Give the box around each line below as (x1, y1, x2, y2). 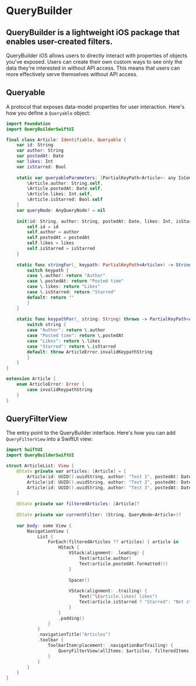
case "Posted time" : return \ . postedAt (27, 332, 124, 339)
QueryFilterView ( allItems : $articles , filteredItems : (58, 648, 192, 654)
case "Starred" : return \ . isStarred (27, 344, 116, 349)
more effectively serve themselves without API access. (6, 71, 138, 77)
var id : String (16, 142, 54, 148)
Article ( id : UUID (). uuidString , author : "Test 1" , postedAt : (27, 474, 179, 479)
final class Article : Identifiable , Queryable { (6, 136, 127, 143)
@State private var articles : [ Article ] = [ (16, 468, 127, 474)
